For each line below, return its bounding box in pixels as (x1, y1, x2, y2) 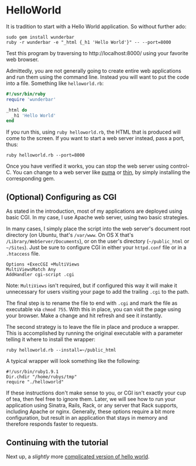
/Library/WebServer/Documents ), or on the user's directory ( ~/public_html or (6, 238, 190, 245)
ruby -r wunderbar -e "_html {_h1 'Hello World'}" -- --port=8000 (6, 39, 171, 45)
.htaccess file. (6, 250, 40, 257)
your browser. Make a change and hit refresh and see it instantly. (6, 312, 163, 319)
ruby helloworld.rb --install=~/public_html (6, 347, 116, 353)
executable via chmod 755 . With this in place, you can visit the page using (6, 306, 181, 313)
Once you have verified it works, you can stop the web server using (6, 162, 169, 170)
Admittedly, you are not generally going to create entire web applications (6, 67, 181, 74)
